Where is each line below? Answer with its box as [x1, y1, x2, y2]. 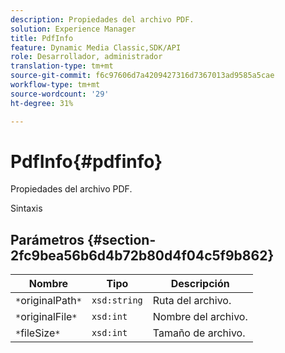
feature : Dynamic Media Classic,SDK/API [10, 42, 182, 53]
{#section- [87, 231, 157, 248]
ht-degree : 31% [10, 98, 74, 108]
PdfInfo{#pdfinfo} [10, 150, 163, 173]
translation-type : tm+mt [10, 61, 114, 71]
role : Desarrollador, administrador [10, 52, 163, 62]
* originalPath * [15, 294, 82, 308]
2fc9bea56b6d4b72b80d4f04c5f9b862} [10, 247, 275, 264]
